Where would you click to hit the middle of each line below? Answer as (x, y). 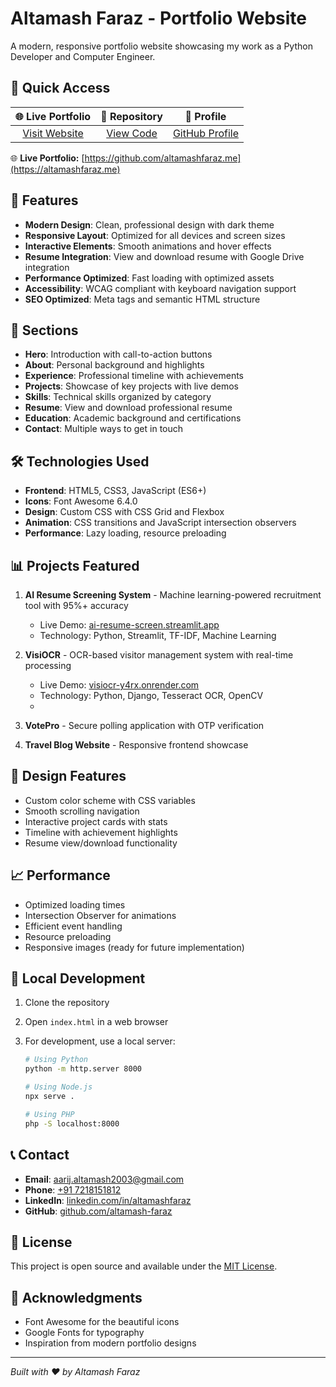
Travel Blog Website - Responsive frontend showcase (136, 745)
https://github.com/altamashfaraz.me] (163, 158)
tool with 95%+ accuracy (76, 605)
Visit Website (53, 133)
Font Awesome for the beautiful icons (102, 1322)
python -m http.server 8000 (83, 1069)
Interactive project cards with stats (96, 821)
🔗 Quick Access (60, 88)
